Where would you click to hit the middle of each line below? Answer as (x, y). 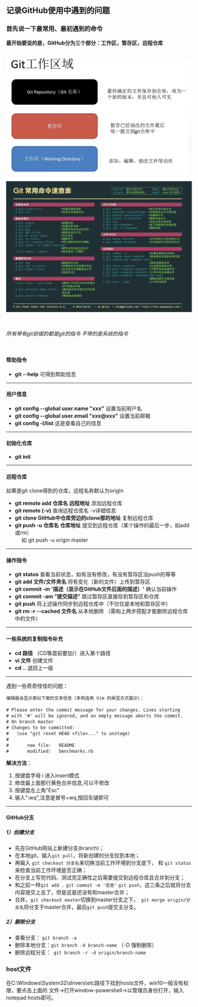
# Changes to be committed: (41, 728)
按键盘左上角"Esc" (37, 790)
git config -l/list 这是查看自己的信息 (58, 423)
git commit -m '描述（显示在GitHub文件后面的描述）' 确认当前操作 (96, 589)
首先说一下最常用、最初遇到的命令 (55, 29)
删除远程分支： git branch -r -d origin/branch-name (80, 952)
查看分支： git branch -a (45, 938)
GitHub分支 (20, 818)
